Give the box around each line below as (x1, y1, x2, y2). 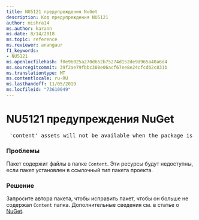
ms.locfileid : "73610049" (6, 87, 71, 93)
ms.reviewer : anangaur (6, 42, 63, 48)
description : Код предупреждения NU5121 (6, 14, 109, 20)
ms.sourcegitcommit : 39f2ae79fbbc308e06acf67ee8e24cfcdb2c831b (6, 64, 168, 71)
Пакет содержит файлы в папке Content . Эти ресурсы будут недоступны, (6, 160, 194, 167)
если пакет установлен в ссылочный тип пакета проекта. (6, 167, 153, 174)
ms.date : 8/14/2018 (6, 31, 55, 37)
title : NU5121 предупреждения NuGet (6, 8, 98, 15)
